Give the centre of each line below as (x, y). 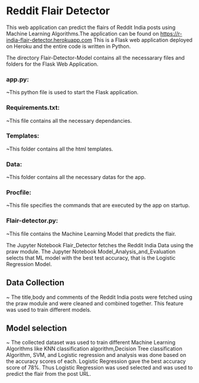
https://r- (171, 33)
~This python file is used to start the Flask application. (72, 92)
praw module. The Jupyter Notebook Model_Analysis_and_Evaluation (91, 251)
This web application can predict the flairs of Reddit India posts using (91, 27)
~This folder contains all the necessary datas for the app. (76, 177)
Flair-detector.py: (32, 221)
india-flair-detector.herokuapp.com (49, 40)
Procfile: (19, 193)
